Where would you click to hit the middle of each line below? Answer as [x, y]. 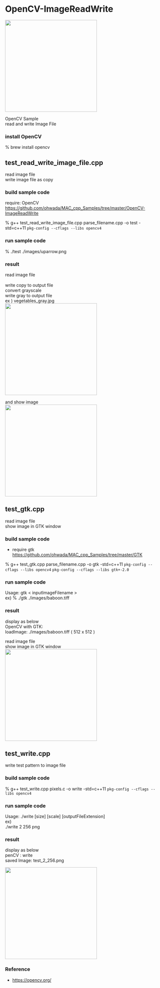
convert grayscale [23, 290]
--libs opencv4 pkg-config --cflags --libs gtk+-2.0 [75, 570]
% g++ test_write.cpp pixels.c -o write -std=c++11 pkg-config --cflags [77, 789]
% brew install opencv [27, 147]
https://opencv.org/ [32, 980]
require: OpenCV [22, 203]
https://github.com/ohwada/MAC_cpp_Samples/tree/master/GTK [77, 555]
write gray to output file [29, 295]
